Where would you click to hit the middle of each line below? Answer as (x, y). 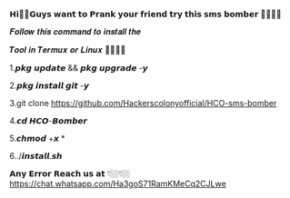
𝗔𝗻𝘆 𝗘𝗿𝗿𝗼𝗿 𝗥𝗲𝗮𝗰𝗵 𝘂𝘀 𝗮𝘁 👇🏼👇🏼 (70, 173)
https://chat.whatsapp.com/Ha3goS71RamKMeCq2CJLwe (118, 183)
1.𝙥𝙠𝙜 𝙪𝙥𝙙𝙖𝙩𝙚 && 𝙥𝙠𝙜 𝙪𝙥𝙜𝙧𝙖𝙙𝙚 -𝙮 (79, 68)
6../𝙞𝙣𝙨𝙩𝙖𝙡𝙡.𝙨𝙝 (36, 156)
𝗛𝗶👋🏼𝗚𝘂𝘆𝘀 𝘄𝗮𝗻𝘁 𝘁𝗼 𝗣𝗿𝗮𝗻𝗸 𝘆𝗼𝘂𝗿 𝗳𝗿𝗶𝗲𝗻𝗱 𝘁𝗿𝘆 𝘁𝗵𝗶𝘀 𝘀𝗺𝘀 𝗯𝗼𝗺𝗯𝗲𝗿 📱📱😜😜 (145, 14)
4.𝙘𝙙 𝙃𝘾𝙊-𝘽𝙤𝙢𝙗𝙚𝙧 (49, 121)
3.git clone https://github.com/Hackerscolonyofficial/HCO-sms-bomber (143, 103)
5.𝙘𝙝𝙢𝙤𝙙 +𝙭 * (37, 138)
